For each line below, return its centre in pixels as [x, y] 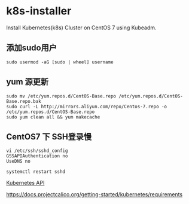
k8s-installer [39, 11]
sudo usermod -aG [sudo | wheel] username [60, 62]
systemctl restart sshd [36, 172]
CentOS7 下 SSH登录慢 [49, 137]
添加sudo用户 [31, 48]
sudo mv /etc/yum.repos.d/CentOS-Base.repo [61, 96]
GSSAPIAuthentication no [37, 156]
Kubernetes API [25, 183]
